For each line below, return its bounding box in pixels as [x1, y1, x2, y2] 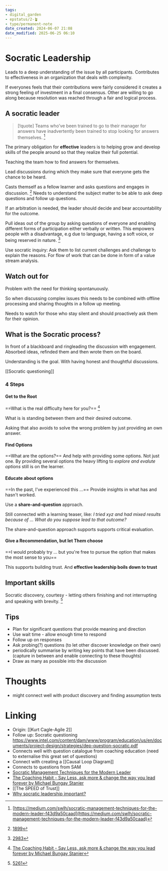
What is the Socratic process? [5, 330, 101, 338]
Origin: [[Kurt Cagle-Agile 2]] [12, 726, 72, 732]
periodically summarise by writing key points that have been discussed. [12, 647, 160, 654]
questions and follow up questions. [5, 196, 77, 202]
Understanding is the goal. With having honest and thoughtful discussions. [5, 359, 159, 365]
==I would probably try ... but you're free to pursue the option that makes [5, 549, 156, 555]
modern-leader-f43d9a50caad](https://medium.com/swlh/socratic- [12, 810, 152, 816]
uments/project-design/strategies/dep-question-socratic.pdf [12, 742, 138, 748]
